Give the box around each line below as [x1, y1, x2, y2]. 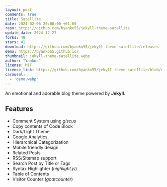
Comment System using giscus [12, 118, 76, 124]
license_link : [5, 68, 35, 73]
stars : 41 [5, 40, 26, 45]
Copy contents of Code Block [12, 123, 73, 129]
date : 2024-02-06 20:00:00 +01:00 [5, 21, 77, 26]
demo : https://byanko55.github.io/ [5, 49, 79, 54]
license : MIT [5, 63, 32, 68]
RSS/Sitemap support [12, 155, 57, 161]
